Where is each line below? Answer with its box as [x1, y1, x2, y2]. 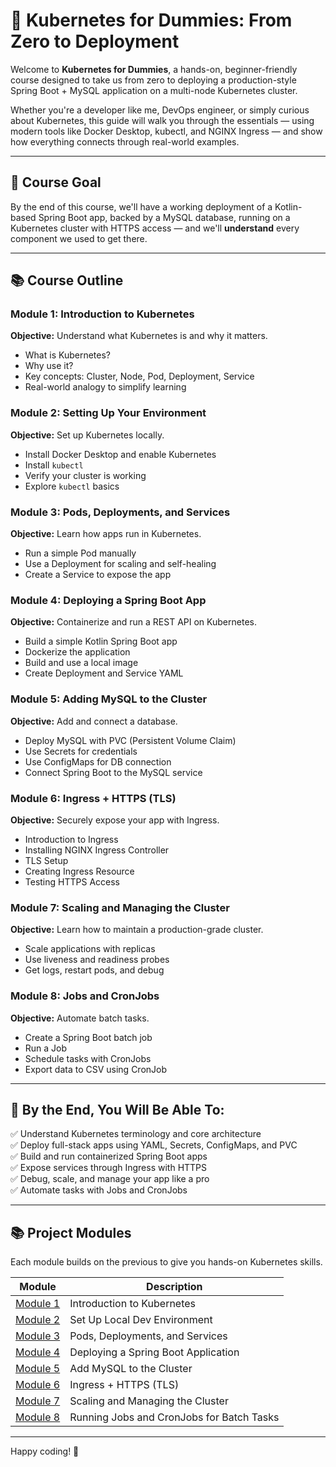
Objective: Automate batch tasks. [10, 1012, 150, 1024]
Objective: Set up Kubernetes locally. [10, 429, 165, 441]
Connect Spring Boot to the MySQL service [24, 766, 203, 778]
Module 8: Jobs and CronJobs [10, 989, 160, 1003]
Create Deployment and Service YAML [24, 667, 184, 679]
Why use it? [24, 360, 74, 372]
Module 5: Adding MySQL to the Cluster [10, 692, 208, 706]
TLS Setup [24, 854, 69, 866]
